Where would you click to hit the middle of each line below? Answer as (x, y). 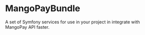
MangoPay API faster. (27, 27)
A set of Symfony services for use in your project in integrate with (73, 22)
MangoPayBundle (43, 9)
